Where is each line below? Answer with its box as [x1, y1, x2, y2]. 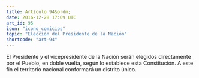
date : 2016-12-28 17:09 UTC [6, 14, 77, 20]
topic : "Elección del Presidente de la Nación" [6, 31, 128, 37]
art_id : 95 [6, 20, 34, 26]
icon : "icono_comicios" [6, 25, 66, 32]
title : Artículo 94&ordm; [6, 8, 71, 15]
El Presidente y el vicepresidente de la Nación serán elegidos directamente [6, 53, 192, 60]
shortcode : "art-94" [6, 37, 58, 43]
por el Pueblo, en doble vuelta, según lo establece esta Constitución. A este [6, 59, 194, 67]
